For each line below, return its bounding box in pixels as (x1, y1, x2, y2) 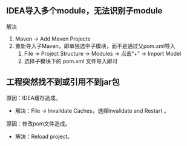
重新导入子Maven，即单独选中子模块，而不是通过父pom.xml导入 (15, 42, 176, 50)
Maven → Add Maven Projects (15, 35, 91, 42)
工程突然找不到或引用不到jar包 (6, 77, 120, 87)
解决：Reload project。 (15, 133, 73, 140)
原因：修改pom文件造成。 (6, 120, 71, 127)
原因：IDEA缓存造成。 (6, 94, 61, 101)
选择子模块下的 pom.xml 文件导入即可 (24, 57, 118, 65)
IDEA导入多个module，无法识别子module (6, 5, 163, 16)
